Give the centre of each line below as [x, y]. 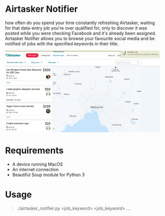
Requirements [34, 151]
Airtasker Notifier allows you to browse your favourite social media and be [80, 38]
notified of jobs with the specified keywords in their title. [62, 43]
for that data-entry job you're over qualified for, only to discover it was [76, 28]
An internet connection [35, 170]
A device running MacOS [37, 164]
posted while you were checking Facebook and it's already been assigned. [81, 33]
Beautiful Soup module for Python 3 [48, 175]
